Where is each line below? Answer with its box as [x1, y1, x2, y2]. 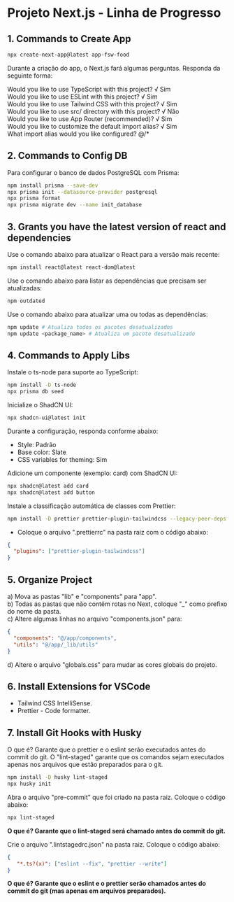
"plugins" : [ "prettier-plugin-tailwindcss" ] [13, 548, 145, 555]
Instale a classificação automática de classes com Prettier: [7, 502, 176, 510]
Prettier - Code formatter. [17, 707, 91, 715]
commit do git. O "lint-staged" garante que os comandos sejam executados [7, 753, 225, 761]
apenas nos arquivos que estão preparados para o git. [7, 761, 163, 769]
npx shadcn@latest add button [7, 488, 96, 496]
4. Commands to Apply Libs [7, 349, 131, 361]
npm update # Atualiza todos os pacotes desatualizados [7, 323, 173, 330]
